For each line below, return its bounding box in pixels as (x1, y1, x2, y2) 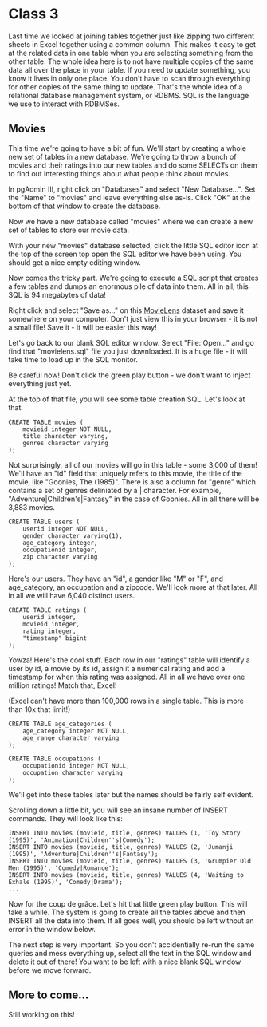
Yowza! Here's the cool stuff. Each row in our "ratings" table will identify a (8, 655, 251, 665)
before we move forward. (8, 965, 92, 974)
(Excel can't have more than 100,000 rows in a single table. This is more (8, 696, 245, 705)
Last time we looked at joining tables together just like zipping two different (8, 31, 255, 41)
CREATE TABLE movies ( (8, 418, 84, 426)
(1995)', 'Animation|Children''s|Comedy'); (8, 835, 155, 844)
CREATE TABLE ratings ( (8, 606, 88, 614)
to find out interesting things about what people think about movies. (8, 168, 231, 178)
